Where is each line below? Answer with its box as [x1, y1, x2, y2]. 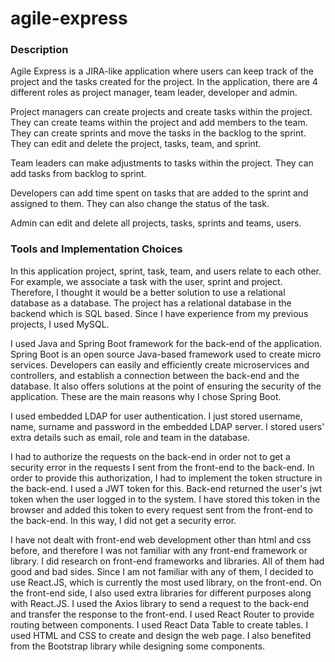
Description [10, 43, 69, 57]
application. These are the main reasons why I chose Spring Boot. [10, 390, 282, 402]
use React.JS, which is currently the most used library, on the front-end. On [10, 576, 322, 588]
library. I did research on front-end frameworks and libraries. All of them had [10, 555, 325, 567]
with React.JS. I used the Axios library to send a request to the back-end [10, 597, 310, 609]
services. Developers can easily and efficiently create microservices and [10, 358, 310, 371]
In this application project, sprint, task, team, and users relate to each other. [10, 265, 322, 277]
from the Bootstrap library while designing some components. [10, 640, 266, 652]
